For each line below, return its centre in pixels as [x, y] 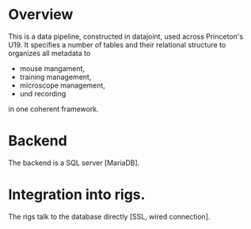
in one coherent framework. [53, 109]
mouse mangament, [52, 68]
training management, [55, 77]
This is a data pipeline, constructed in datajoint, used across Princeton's [126, 36]
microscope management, [62, 85]
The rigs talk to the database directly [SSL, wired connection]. [109, 216]
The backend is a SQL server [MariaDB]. [74, 163]
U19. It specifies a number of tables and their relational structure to [117, 44]
